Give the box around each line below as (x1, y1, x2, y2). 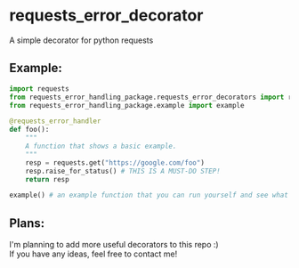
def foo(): (9, 126, 50, 134)
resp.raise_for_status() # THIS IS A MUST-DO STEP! (25, 166, 221, 175)
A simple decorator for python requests (9, 35, 154, 45)
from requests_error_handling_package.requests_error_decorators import (9, 93, 285, 102)
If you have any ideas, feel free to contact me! (9, 248, 178, 259)
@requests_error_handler (9, 117, 101, 126)
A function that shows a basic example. (25, 142, 177, 150)
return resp (25, 175, 69, 183)
